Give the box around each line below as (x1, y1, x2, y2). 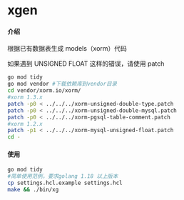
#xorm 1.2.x (7, 120, 43, 127)
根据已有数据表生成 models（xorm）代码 (7, 44, 127, 53)
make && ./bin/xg (7, 186, 59, 193)
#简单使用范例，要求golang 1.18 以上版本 (7, 173, 118, 180)
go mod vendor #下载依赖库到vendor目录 (7, 81, 118, 88)
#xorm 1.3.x (7, 94, 43, 101)
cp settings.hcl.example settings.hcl (7, 179, 123, 187)
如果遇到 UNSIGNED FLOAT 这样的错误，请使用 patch (7, 59, 165, 68)
